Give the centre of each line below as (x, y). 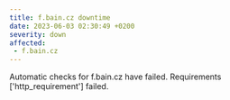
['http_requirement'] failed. (59, 86)
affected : (28, 43)
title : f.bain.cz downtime (60, 18)
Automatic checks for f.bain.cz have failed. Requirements (115, 77)
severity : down (38, 34)
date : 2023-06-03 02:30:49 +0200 (72, 26)
